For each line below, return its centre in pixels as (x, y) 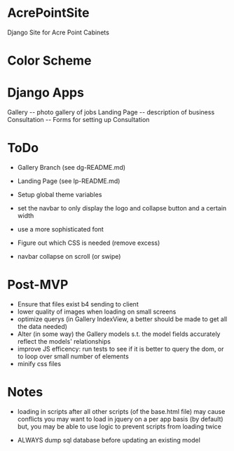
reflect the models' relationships (64, 341)
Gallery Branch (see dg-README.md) (71, 167)
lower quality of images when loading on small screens (97, 311)
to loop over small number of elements (73, 356)
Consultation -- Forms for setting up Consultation (78, 120)
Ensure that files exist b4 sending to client (78, 304)
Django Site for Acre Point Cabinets (58, 32)
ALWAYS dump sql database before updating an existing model (109, 440)
